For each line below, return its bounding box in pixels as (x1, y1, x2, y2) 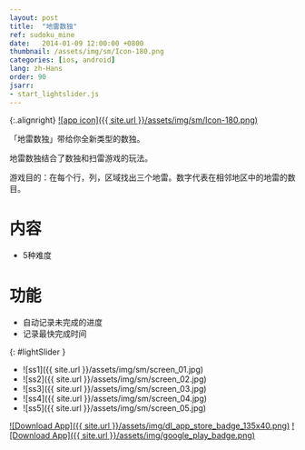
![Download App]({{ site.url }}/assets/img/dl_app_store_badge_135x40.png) (9, 420, 290, 432)
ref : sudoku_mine (9, 30, 75, 39)
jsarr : (9, 81, 34, 90)
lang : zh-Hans (9, 65, 64, 74)
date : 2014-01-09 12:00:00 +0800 (9, 38, 144, 48)
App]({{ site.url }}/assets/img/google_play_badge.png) (52, 430, 256, 441)
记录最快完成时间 (22, 328, 87, 339)
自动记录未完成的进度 (22, 317, 103, 328)
